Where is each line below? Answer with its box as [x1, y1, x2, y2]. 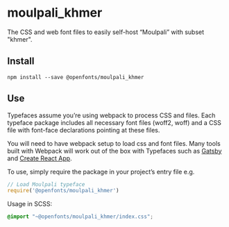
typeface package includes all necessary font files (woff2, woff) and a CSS [7, 118, 222, 126]
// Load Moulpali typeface [7, 180, 85, 188]
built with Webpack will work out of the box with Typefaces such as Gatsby [7, 146, 222, 155]
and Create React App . [7, 154, 72, 162]
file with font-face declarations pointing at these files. [7, 126, 160, 134]
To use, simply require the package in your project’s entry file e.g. [7, 167, 195, 176]
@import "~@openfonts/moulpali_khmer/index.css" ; [7, 213, 154, 220]
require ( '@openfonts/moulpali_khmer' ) [7, 187, 119, 194]
